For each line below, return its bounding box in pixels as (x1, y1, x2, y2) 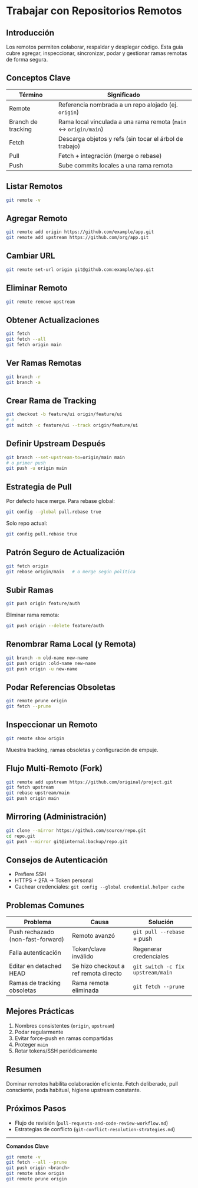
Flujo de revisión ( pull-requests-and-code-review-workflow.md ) (14, 1119, 169, 1126)
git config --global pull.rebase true (6, 509, 101, 515)
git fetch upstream (6, 785, 54, 790)
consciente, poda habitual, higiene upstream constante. (6, 1086, 141, 1093)
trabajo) (58, 142, 81, 150)
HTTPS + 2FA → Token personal (14, 877, 93, 884)
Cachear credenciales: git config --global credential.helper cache (14, 883, 184, 890)
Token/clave (71, 945, 106, 953)
